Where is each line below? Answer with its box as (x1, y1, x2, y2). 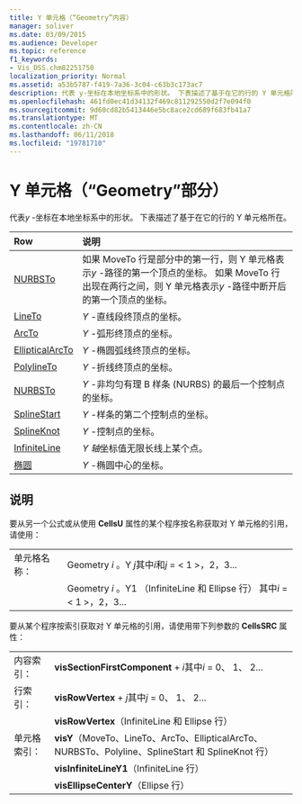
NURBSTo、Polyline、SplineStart (54, 745, 194, 757)
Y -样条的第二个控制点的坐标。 (82, 408, 214, 420)
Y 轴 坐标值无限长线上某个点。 (82, 442, 209, 455)
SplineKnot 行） (207, 745, 274, 757)
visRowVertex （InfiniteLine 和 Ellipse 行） (54, 715, 233, 727)
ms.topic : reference (9, 47, 87, 56)
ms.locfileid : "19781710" (9, 139, 106, 148)
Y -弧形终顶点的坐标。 (82, 327, 178, 339)
